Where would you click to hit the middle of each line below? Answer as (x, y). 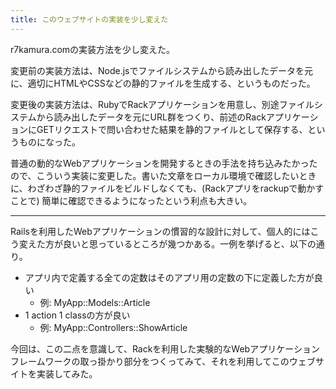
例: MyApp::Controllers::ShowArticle (113, 327)
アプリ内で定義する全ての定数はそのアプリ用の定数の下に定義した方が (169, 277)
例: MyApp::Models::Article (95, 302)
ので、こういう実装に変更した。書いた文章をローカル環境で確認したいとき (163, 175)
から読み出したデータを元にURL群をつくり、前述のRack (151, 117)
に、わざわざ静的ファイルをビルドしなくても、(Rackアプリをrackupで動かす (167, 188)
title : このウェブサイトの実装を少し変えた (89, 19)
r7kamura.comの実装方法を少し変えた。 (93, 49)
